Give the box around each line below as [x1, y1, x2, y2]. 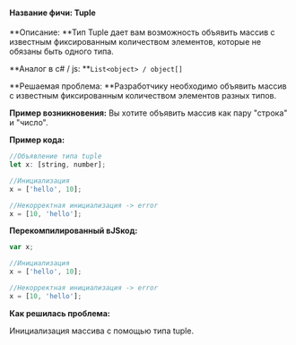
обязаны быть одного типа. [9, 46, 114, 57]
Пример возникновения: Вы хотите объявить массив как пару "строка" [9, 108, 288, 118]
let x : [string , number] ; [9, 160, 106, 169]
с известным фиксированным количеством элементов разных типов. [9, 91, 277, 101]
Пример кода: [9, 134, 65, 145]
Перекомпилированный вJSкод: [9, 225, 138, 237]
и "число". [9, 117, 48, 128]
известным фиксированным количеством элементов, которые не [9, 37, 262, 47]
